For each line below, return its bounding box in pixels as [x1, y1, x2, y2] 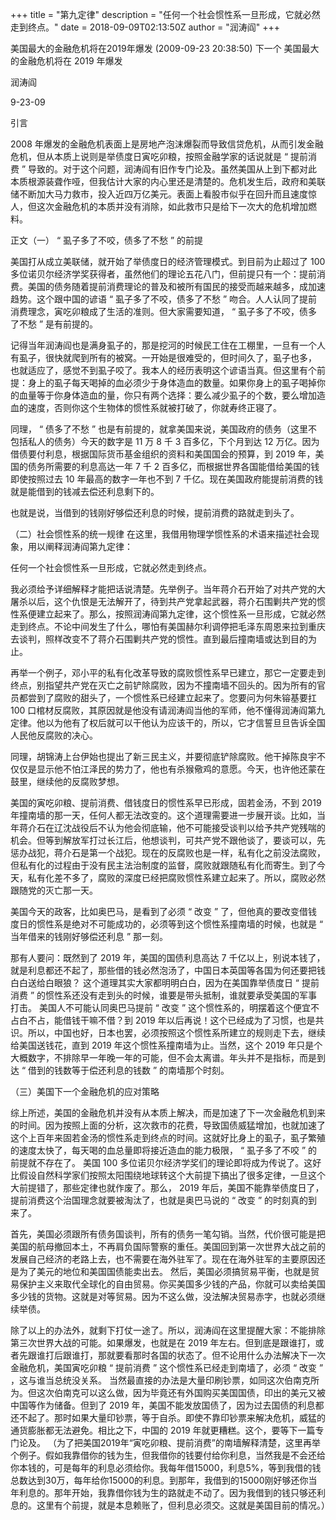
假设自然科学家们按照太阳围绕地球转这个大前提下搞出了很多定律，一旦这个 [18, 1169, 326, 1181]
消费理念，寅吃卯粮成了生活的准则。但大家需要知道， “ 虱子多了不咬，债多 [10, 306, 318, 317]
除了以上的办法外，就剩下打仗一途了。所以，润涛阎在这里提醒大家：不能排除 [10, 1324, 326, 1336]
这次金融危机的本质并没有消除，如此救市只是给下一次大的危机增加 [36, 201, 308, 212]
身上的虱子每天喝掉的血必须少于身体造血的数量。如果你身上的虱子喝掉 [27, 377, 317, 388]
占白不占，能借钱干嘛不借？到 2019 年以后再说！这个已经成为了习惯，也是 [10, 1014, 316, 1026]
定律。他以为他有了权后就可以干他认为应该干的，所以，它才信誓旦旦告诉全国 [10, 717, 326, 728]
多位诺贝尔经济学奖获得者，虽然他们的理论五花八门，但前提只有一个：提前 [10, 268, 317, 280]
